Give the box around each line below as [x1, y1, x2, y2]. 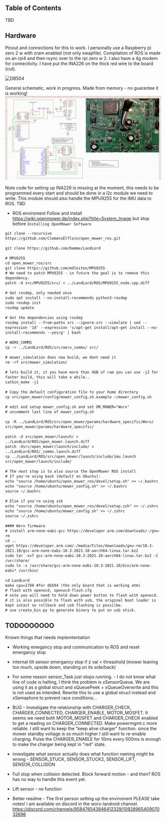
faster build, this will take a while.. [5, 375, 90, 380]
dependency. [5, 276, 30, 281]
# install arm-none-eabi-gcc [5, 528, 65, 533]
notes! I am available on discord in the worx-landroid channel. [12, 801, 139, 807]
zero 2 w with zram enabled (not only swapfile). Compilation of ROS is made [5, 50, 161, 56]
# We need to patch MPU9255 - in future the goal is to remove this [5, 271, 150, 276]
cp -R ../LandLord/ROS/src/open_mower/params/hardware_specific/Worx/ [5, 419, 154, 424]
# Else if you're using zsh [5, 499, 63, 504]
